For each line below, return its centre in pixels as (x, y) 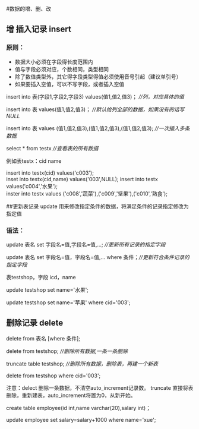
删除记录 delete (35, 323)
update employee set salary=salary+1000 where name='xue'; (81, 419)
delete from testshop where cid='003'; (53, 376)
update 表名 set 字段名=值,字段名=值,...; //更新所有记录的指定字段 (86, 244)
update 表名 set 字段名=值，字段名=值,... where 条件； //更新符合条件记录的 (98, 257)
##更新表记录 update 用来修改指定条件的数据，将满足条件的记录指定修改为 (97, 206)
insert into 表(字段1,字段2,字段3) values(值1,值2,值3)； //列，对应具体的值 (95, 96)
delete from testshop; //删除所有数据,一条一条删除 (67, 351)
